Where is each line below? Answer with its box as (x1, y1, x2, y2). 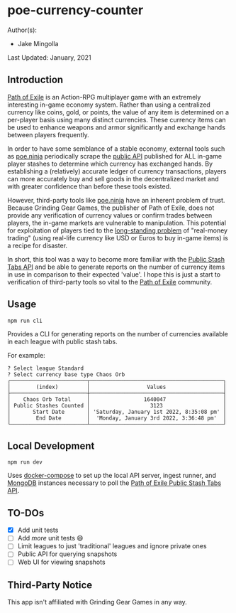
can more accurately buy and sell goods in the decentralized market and (7, 174, 219, 183)
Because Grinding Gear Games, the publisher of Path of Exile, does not (7, 203, 215, 212)
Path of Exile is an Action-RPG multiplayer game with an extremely (7, 92, 201, 101)
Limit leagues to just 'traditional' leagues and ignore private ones (17, 542, 207, 550)
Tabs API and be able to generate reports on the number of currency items (7, 262, 225, 271)
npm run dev (7, 459, 43, 466)
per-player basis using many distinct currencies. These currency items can (7, 115, 226, 124)
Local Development (7, 439, 95, 452)
